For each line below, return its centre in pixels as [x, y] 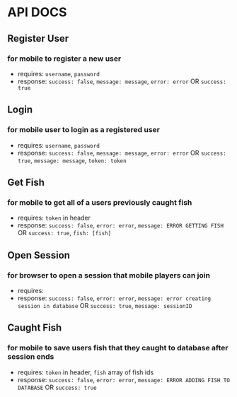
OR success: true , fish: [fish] [64, 233]
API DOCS [37, 12]
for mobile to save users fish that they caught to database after [118, 348]
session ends [31, 357]
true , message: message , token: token [72, 160]
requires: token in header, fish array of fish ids [86, 372]
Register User [38, 38]
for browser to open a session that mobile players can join [109, 275]
